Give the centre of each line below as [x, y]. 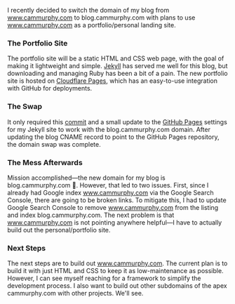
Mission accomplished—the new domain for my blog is [87, 178]
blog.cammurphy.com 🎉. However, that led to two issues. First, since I [108, 185]
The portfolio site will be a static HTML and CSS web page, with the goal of [116, 58]
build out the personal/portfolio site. [59, 230]
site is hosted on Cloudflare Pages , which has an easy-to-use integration [113, 81]
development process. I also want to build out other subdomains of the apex [117, 286]
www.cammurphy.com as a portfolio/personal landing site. [92, 25]
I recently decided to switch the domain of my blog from [88, 10]
